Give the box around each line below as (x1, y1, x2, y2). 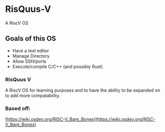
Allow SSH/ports (12, 58, 46, 64)
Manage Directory (12, 53, 50, 59)
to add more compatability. (5, 93, 61, 99)
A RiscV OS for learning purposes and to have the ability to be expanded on (5, 87, 161, 93)
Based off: (5, 105, 31, 112)
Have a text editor (12, 47, 49, 53)
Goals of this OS (5, 34, 56, 43)
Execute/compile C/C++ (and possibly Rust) (12, 63, 103, 69)
